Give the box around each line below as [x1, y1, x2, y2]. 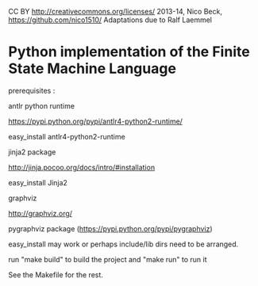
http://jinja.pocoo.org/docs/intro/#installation [8, 162, 156, 172]
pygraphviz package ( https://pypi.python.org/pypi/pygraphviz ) [8, 223, 213, 233]
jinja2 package [8, 147, 56, 157]
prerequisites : [8, 86, 56, 95]
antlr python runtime [8, 101, 75, 110]
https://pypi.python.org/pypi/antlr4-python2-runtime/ [8, 116, 183, 126]
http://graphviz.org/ [8, 208, 73, 218]
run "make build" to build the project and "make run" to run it [8, 254, 208, 264]
